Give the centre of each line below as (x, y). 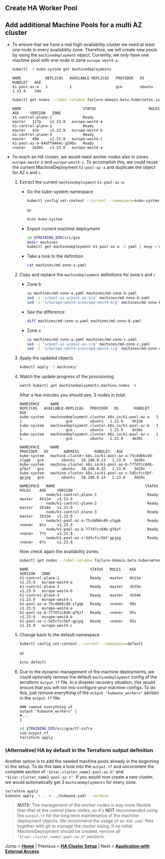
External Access (22, 852)
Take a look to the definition (55, 256)
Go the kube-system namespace (60, 192)
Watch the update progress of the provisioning (67, 377)
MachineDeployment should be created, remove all (69, 831)
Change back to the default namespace (59, 634)
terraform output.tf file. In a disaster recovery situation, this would (87, 682)
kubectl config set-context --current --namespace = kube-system (93, 200)
